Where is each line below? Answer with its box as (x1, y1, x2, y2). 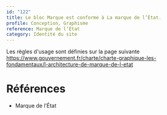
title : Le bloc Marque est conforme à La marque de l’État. (6, 15, 162, 21)
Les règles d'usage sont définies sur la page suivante (6, 48, 140, 55)
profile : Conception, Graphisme (6, 20, 88, 26)
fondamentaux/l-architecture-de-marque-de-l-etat (6, 61, 134, 68)
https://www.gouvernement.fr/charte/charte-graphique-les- (6, 54, 157, 62)
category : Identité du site (6, 31, 78, 38)
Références (6, 82, 66, 96)
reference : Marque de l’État (6, 25, 80, 32)
